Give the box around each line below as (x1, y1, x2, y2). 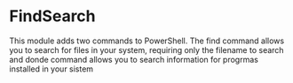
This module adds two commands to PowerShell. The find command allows (9, 35, 285, 46)
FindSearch (9, 6, 96, 26)
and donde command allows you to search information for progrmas (9, 54, 259, 64)
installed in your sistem (9, 64, 94, 74)
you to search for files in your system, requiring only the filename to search (9, 44, 284, 55)
